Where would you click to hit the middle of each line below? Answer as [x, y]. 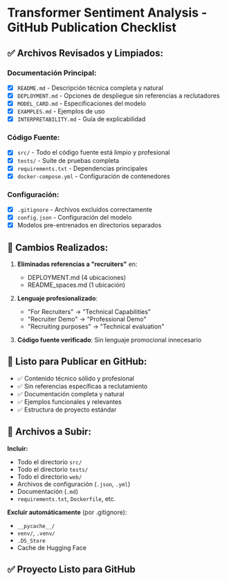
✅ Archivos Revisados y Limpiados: [85, 53]
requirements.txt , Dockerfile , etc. [66, 499]
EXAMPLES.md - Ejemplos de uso [61, 112]
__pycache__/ [36, 526]
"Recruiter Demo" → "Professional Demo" [87, 319]
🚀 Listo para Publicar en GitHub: [77, 362]
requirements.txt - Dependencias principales [82, 168]
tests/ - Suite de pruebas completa [68, 160]
